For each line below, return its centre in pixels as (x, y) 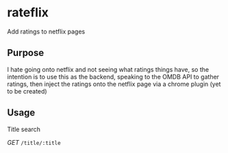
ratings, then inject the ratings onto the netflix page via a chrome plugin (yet (114, 84)
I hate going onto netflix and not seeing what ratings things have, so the (108, 69)
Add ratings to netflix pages (46, 31)
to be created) (27, 91)
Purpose (26, 53)
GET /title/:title (34, 142)
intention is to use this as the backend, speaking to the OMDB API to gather (113, 76)
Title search (24, 129)
